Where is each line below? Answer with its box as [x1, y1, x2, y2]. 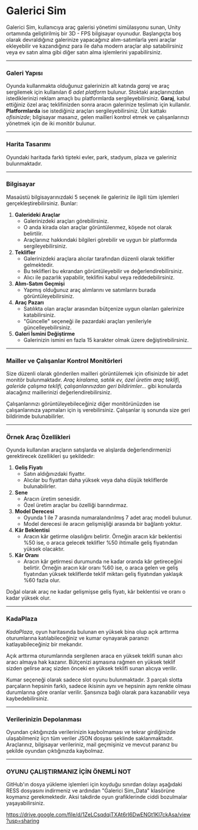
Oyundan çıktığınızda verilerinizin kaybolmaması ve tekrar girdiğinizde [6, 729, 176, 736]
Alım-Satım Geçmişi [14, 280, 65, 287]
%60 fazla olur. [23, 577, 61, 584]
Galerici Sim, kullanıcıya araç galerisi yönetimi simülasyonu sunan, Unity [6, 24, 181, 31]
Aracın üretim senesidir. [23, 495, 81, 502]
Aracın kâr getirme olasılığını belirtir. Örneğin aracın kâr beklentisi [23, 533, 182, 540]
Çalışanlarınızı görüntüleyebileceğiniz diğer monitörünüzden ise [6, 400, 160, 407]
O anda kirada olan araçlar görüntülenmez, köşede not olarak [23, 223, 172, 230]
